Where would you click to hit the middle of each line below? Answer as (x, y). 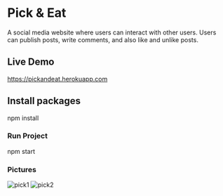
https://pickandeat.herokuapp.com (58, 79)
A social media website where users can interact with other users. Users (112, 32)
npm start (21, 151)
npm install (23, 118)
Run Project (27, 136)
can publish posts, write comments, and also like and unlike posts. (103, 39)
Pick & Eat (37, 13)
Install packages (44, 101)
